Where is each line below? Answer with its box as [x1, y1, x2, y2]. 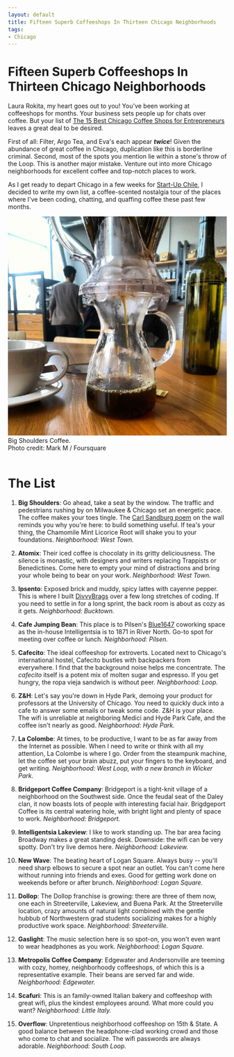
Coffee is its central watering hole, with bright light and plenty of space [17, 807, 222, 816]
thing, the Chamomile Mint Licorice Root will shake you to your [17, 528, 197, 537]
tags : [8, 26, 24, 33]
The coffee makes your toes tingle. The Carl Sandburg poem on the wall [17, 513, 224, 522]
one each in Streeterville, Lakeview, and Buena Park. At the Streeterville [17, 899, 223, 907]
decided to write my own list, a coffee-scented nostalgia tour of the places [8, 188, 222, 196]
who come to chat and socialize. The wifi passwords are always [17, 1035, 201, 1043]
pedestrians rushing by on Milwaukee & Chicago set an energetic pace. [17, 506, 223, 515]
